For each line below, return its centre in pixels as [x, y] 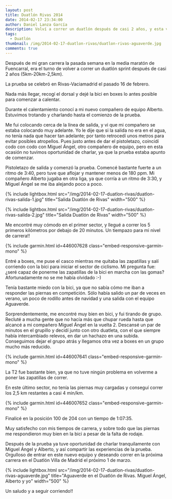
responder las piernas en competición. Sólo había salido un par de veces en [85, 293]
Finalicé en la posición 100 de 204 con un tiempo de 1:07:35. [69, 418]
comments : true [21, 48]
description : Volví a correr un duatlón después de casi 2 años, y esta [84, 29]
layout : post [19, 10]
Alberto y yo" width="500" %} [37, 481]
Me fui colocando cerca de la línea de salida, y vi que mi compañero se [80, 124]
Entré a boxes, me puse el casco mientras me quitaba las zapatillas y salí [82, 261]
